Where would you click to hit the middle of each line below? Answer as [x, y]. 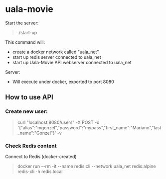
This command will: [25, 42]
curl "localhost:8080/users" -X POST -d [58, 122]
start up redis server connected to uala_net [57, 57]
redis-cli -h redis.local [40, 171]
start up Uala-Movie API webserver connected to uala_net [72, 62]
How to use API [29, 97]
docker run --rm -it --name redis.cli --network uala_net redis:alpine [86, 166]
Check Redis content [31, 146]
